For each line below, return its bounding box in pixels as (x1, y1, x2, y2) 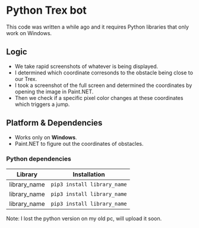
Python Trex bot (6, 4, 87, 17)
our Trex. (14, 75, 37, 82)
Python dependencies (6, 155, 71, 163)
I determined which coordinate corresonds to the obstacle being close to (14, 69, 193, 76)
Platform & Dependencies (6, 118, 103, 128)
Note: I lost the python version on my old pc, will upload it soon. (6, 215, 162, 222)
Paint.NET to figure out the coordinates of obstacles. (14, 140, 144, 147)
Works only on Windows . (14, 133, 77, 140)
